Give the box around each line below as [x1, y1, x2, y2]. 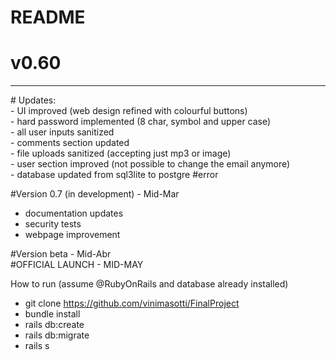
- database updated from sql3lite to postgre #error [10, 169, 219, 181]
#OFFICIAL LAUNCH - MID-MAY [10, 259, 144, 271]
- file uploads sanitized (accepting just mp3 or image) [10, 147, 232, 160]
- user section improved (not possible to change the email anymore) [10, 158, 291, 170]
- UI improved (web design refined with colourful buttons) [10, 105, 248, 117]
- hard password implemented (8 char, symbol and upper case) [10, 116, 272, 128]
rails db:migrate [24, 329, 90, 341]
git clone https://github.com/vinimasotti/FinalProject [24, 297, 240, 310]
